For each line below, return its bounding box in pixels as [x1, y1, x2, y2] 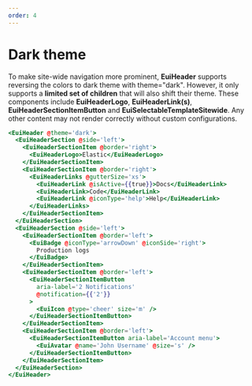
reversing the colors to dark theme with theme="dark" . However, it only [8, 80, 239, 89]
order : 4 [8, 11, 37, 20]
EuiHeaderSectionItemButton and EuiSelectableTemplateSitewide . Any [8, 105, 245, 114]
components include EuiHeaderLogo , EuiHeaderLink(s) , [8, 96, 193, 107]
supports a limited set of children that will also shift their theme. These [8, 88, 239, 98]
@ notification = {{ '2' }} [36, 290, 111, 298]
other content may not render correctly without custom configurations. [8, 114, 238, 123]
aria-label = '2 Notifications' [36, 283, 135, 290]
